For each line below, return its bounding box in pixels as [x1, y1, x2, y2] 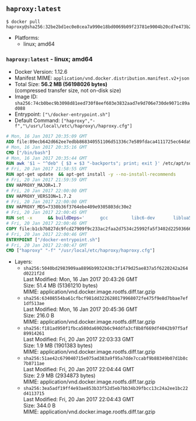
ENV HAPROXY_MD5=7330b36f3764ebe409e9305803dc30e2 [6, 204, 132, 210]
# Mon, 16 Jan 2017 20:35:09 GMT [6, 134, 87, 139]
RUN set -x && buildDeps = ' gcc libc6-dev [6, 215, 156, 221]
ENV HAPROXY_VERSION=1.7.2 [6, 193, 72, 199]
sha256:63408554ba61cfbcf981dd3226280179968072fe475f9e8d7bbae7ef [23, 296, 188, 302]
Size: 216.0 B [23, 312, 54, 319]
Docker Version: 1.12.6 [14, 69, 68, 76]
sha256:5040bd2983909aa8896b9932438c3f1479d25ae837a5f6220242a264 [23, 266, 188, 272]
